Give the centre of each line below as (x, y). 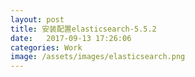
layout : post (37, 19)
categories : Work (46, 47)
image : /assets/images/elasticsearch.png (98, 57)
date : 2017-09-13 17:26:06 (71, 38)
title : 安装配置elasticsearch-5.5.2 (83, 29)
